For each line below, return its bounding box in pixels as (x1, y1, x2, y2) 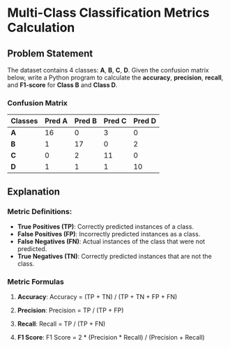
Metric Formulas (7, 277, 64, 287)
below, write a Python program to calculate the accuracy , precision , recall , (7, 73, 224, 82)
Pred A (44, 116, 68, 126)
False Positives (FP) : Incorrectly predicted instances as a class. (17, 229, 201, 238)
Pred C (103, 116, 127, 126)
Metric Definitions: (7, 206, 72, 216)
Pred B (74, 116, 98, 126)
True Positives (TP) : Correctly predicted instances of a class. (17, 222, 194, 231)
